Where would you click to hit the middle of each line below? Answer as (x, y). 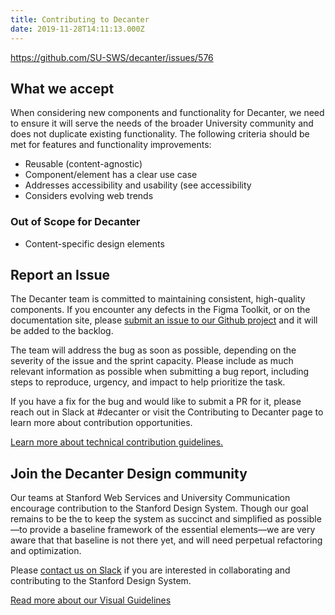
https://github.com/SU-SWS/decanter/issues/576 (112, 57)
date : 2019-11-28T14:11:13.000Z (77, 29)
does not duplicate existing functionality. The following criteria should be (160, 134)
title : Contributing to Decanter (80, 19)
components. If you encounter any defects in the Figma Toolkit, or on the (160, 310)
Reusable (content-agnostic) (83, 164)
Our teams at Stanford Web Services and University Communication (150, 498)
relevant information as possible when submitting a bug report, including (160, 372)
